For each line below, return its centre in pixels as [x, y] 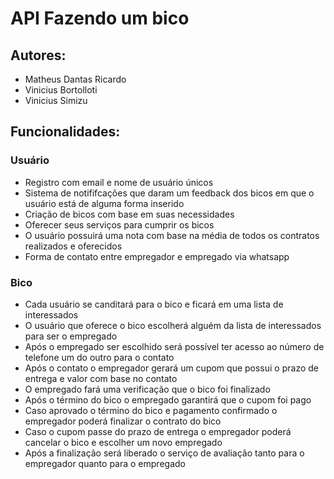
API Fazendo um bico [100, 18]
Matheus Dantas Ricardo [75, 79]
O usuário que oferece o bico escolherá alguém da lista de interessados [173, 325]
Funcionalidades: [65, 132]
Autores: [38, 55]
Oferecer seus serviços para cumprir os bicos [119, 224]
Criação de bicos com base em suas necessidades [129, 214]
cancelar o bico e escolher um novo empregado [123, 442]
